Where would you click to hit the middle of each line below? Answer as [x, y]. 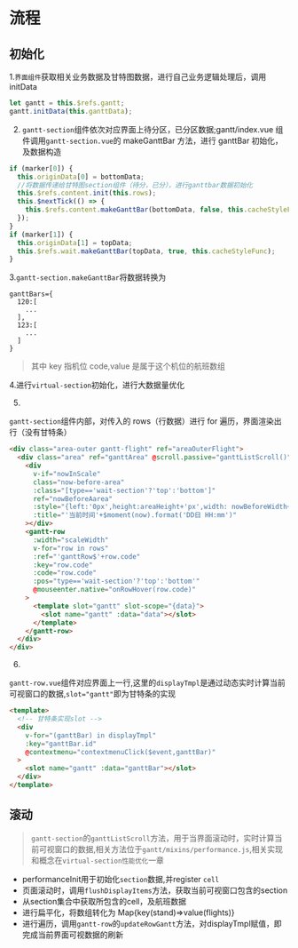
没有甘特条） [48, 433]
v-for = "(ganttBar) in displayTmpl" [91, 735]
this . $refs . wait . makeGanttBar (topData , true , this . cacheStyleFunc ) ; [146, 251]
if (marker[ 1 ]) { [41, 235]
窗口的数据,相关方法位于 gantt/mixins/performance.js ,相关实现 [169, 848]
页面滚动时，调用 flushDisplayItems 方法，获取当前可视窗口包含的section [155, 890]
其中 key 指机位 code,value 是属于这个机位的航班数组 [128, 366]
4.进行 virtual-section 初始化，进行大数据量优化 [97, 385]
